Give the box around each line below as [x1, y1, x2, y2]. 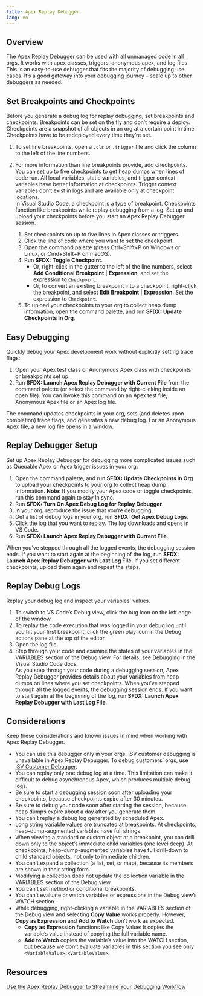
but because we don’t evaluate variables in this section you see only [24, 943, 195, 950]
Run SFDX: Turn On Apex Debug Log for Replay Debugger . [14, 500, 164, 507]
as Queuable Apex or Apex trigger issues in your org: [6, 463, 138, 470]
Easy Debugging [6, 332, 69, 342]
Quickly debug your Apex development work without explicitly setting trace [6, 348, 193, 355]
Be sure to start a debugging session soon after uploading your [14, 789, 173, 796]
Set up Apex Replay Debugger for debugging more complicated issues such [6, 456, 196, 463]
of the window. [14, 615, 53, 622]
